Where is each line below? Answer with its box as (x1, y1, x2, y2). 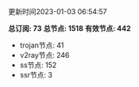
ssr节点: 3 (19, 70, 53, 79)
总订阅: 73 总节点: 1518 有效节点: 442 (8, 24, 131, 33)
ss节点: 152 (19, 60, 57, 70)
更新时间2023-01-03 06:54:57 (8, 7, 107, 16)
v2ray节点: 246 (19, 51, 70, 59)
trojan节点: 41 (19, 40, 64, 50)
